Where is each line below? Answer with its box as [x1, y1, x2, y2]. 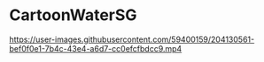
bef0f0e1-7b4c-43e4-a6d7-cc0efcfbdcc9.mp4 [9, 43, 182, 53]
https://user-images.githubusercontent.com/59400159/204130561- [9, 34, 255, 45]
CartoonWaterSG [9, 5, 137, 25]
